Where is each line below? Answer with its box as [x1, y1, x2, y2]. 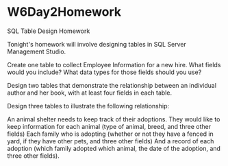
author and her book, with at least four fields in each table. [7, 88, 173, 97]
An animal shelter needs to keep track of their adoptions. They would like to [7, 115, 220, 123]
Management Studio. [7, 47, 66, 56]
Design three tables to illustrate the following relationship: [7, 102, 170, 110]
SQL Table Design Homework [7, 27, 90, 35]
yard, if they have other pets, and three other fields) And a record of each [7, 137, 214, 145]
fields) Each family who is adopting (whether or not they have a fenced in [7, 130, 214, 138]
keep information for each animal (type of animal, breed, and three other [7, 122, 211, 130]
